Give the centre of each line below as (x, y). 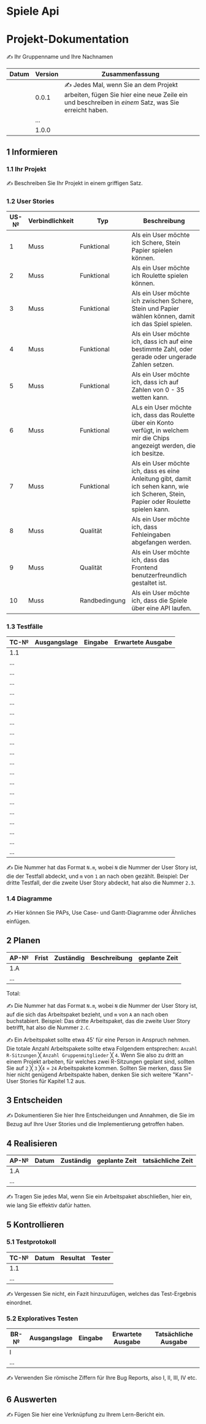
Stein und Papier (155, 309)
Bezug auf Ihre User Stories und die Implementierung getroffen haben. (95, 1124)
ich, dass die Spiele (159, 601)
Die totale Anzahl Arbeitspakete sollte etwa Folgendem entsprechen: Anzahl (102, 1048)
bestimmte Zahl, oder (162, 349)
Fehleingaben (151, 535)
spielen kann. (151, 509)
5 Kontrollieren (35, 1224)
